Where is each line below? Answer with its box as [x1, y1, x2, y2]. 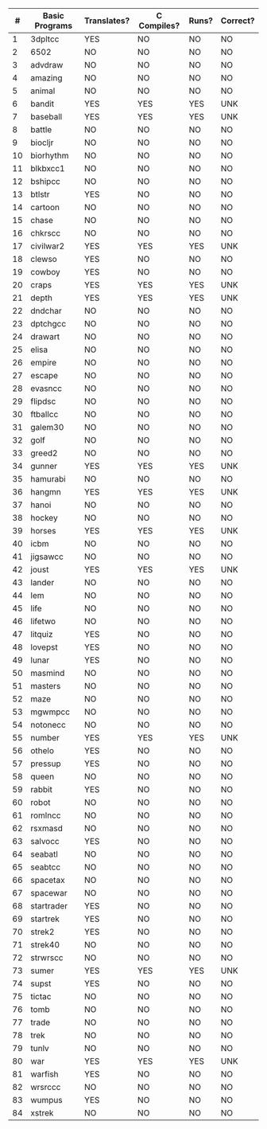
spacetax [30, 875, 65, 885]
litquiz [30, 629, 53, 639]
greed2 [30, 447, 58, 459]
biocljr [30, 137, 54, 148]
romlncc [30, 810, 61, 821]
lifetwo [30, 616, 56, 627]
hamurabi [30, 474, 66, 484]
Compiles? [138, 20, 180, 31]
